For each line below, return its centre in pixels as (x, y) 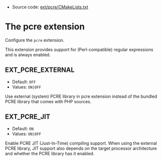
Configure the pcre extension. (35, 40)
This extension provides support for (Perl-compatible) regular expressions (79, 49)
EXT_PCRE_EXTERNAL (40, 70)
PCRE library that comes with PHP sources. (48, 101)
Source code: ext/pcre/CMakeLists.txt (50, 7)
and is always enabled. (28, 54)
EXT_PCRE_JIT (28, 117)
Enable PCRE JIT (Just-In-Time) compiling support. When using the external (81, 143)
